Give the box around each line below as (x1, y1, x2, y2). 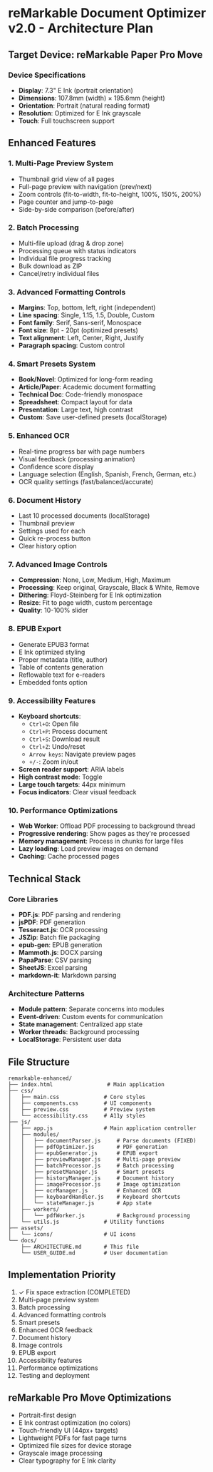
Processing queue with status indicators (18, 246, 137, 255)
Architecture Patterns (8, 988, 85, 998)
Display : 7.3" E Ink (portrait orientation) (18, 86, 134, 94)
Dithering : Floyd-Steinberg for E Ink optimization (18, 591, 162, 600)
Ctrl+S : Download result (28, 735, 100, 743)
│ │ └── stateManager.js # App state (8, 1200, 152, 1207)
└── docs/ (8, 1237, 38, 1244)
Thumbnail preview (18, 519, 76, 528)
